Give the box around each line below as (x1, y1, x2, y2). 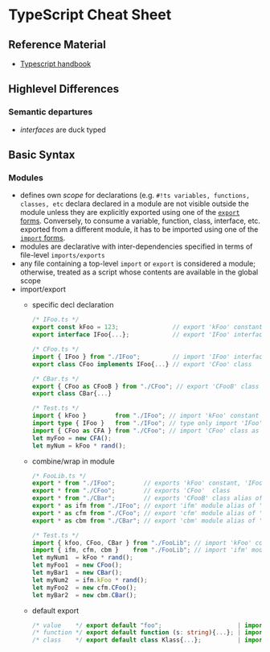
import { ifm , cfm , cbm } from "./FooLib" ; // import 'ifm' (31, 546, 249, 555)
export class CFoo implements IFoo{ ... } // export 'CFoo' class (31, 360, 252, 368)
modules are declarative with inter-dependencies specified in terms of (19, 241, 253, 251)
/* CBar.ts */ (31, 374, 80, 383)
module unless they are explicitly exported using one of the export (19, 208, 240, 217)
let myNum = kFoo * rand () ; (31, 441, 126, 450)
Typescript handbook (19, 59, 91, 68)
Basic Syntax (8, 148, 76, 162)
